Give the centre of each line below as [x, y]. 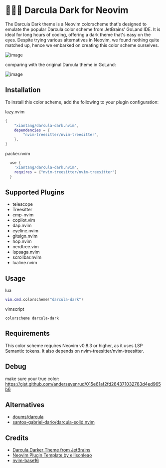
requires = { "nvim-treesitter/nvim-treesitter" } [66, 172]
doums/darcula [28, 417]
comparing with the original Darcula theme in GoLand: [61, 64]
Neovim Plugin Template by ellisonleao [52, 455]
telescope [23, 204]
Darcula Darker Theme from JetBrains [51, 450]
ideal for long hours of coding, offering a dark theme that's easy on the [78, 34]
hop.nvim [22, 241]
